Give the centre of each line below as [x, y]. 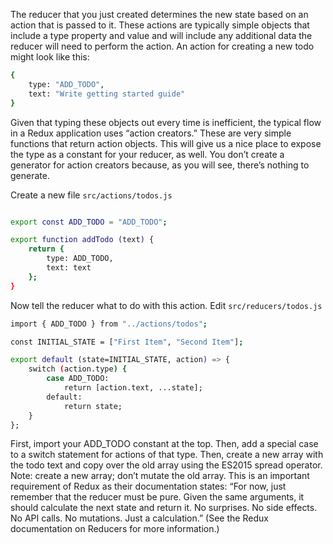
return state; [93, 406]
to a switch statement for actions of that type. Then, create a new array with [167, 455]
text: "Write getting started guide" [107, 94]
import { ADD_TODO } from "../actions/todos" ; [109, 324]
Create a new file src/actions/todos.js [91, 195]
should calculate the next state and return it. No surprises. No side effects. [164, 508]
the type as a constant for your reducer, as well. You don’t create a [147, 154]
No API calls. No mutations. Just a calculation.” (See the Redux [139, 518]
